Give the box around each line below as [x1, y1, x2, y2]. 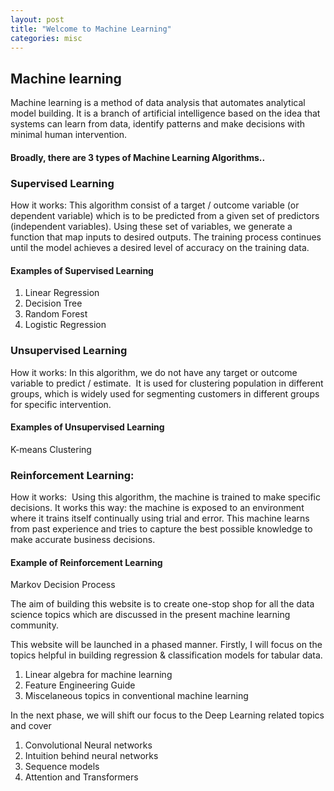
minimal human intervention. [10, 129, 128, 141]
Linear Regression [24, 287, 100, 299]
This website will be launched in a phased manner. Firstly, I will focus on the [10, 639, 323, 651]
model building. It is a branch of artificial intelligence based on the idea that [10, 107, 321, 120]
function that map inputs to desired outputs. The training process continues [10, 231, 322, 243]
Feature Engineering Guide [24, 679, 136, 691]
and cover [10, 720, 52, 732]
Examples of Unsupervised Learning [10, 421, 165, 433]
